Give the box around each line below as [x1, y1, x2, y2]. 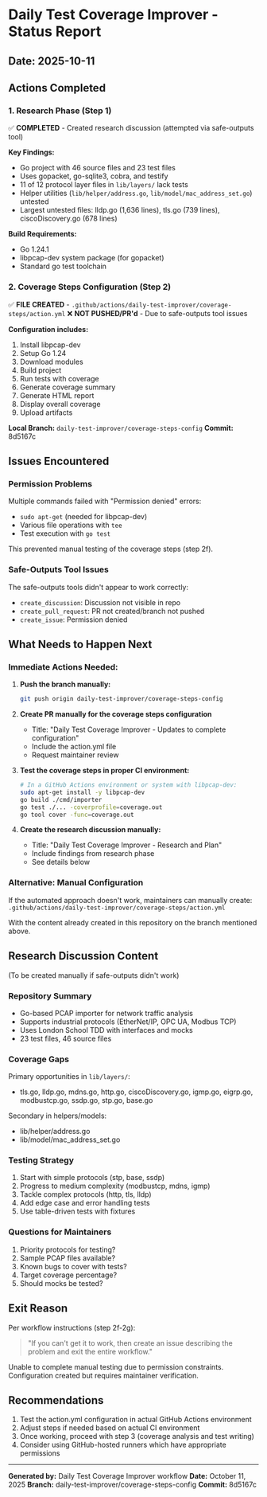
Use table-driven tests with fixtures [19, 1206, 136, 1216]
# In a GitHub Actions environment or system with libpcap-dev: [19, 781, 238, 789]
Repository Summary [8, 990, 92, 1001]
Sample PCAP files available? [19, 1253, 116, 1263]
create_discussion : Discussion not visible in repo [19, 597, 181, 607]
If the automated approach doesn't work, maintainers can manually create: [8, 895, 253, 905]
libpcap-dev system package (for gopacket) [19, 253, 164, 263]
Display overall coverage [19, 399, 101, 408]
